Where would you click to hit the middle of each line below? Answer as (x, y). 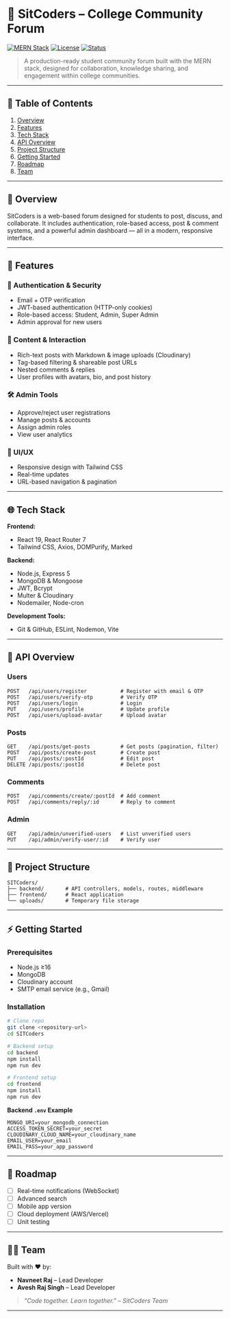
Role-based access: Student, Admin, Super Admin (88, 315)
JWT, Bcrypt (35, 588)
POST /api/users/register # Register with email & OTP (105, 691)
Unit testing (33, 1222)
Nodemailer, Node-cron (50, 602)
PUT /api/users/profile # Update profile (88, 709)
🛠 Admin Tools (33, 395)
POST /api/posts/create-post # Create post (84, 752)
